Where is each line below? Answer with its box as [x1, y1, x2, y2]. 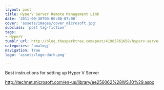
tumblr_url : [5, 39, 29, 44]
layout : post [5, 7, 32, 12]
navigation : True [5, 48, 41, 53]
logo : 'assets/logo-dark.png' [5, 52, 67, 57]
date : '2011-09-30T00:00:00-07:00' [5, 16, 78, 21]
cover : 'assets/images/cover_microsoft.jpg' [5, 20, 97, 26]
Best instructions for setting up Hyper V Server [5, 70, 99, 76]
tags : [5, 30, 16, 35]
